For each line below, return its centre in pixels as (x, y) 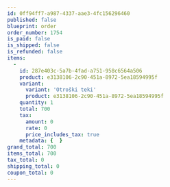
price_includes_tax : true (62, 134)
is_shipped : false (33, 45)
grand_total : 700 (32, 147)
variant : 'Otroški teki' (61, 90)
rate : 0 (36, 128)
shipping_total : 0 (33, 166)
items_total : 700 (32, 154)
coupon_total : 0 (30, 173)
